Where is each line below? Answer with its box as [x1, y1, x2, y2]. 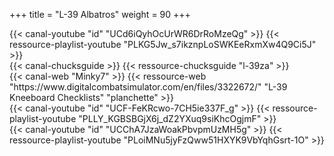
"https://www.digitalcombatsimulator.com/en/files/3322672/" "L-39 [9, 81, 288, 93]
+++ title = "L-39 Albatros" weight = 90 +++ [9, 9, 191, 20]
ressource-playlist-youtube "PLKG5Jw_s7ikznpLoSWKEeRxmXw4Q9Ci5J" [9, 39, 317, 50]
